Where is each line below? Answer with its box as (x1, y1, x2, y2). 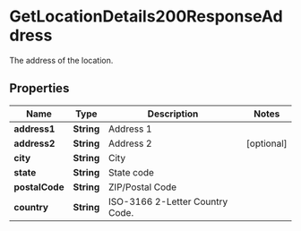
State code (108, 166, 155, 178)
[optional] (245, 137, 288, 150)
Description (147, 107, 199, 120)
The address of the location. (9, 55, 114, 65)
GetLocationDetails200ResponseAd (9, 6, 284, 27)
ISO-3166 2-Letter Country (108, 195, 228, 208)
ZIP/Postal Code (108, 181, 177, 193)
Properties (9, 81, 70, 96)
